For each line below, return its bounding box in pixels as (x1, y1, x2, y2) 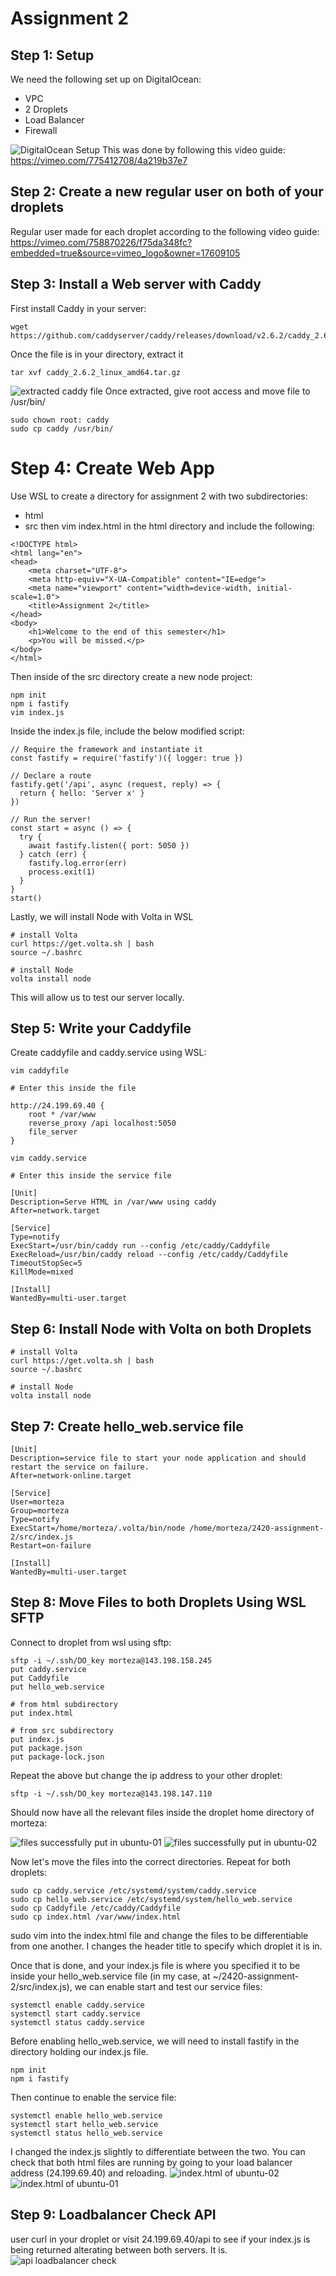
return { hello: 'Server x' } (19, 788, 145, 798)
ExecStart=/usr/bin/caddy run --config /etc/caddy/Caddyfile (10, 1241, 271, 1251)
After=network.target (10, 1206, 101, 1216)
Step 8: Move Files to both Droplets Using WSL (10, 1594, 307, 1611)
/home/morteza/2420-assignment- (189, 1523, 325, 1533)
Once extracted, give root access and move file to (104, 385, 311, 397)
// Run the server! (10, 814, 92, 824)
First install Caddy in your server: (10, 302, 147, 314)
